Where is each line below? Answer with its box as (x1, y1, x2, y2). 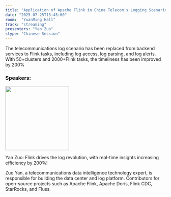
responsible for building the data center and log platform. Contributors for (5, 175, 160, 182)
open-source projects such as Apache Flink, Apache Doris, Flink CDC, (5, 181, 153, 187)
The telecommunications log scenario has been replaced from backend (5, 46, 155, 51)
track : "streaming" (5, 21, 47, 27)
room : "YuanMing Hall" (5, 17, 56, 22)
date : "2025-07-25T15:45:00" (5, 12, 67, 17)
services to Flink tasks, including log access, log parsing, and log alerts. (5, 51, 156, 57)
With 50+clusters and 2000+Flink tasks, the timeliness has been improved (5, 56, 161, 62)
